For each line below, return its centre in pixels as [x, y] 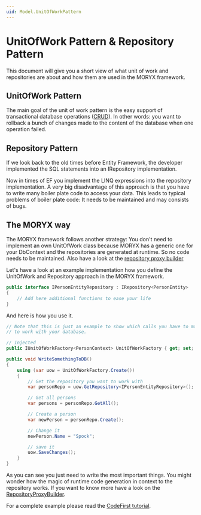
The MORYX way [38, 225]
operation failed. [26, 129]
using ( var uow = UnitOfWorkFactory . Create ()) [76, 370]
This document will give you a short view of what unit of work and [87, 71]
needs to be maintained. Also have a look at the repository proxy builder [95, 258]
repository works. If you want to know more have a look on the [83, 488]
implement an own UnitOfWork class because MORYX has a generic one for [100, 246]
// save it [41, 447]
